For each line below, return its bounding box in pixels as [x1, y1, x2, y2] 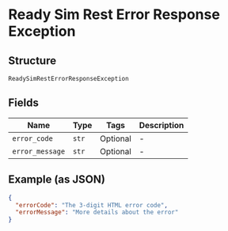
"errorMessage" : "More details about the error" [15, 208, 179, 217]
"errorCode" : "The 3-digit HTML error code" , [15, 201, 169, 209]
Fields [8, 97, 40, 110]
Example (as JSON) [8, 172, 105, 187]
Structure [8, 54, 57, 67]
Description [139, 119, 184, 131]
